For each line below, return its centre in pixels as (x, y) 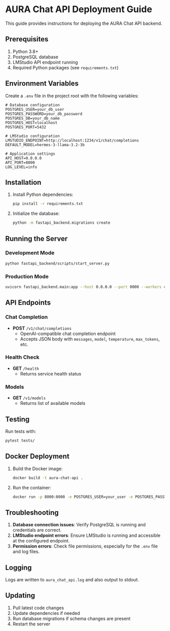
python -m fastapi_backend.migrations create (61, 223)
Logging (18, 567)
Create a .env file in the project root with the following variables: (72, 96)
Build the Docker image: (38, 469)
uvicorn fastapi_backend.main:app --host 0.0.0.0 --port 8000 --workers (83, 287)
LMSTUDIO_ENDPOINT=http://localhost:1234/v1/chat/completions (72, 140)
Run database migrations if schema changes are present (71, 618)
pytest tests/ (20, 440)
